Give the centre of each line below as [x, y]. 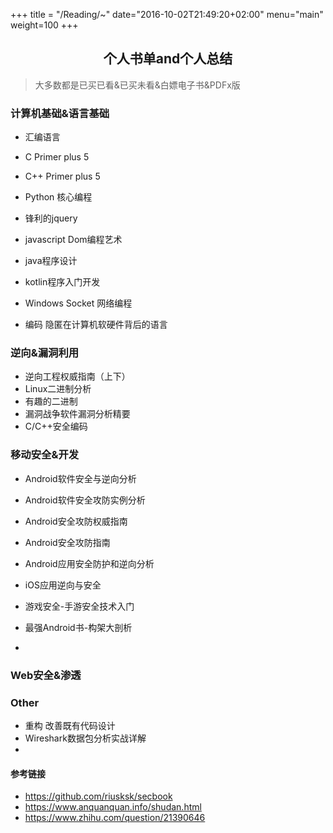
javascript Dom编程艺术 [73, 240]
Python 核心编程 [58, 197]
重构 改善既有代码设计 [70, 725]
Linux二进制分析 [58, 389]
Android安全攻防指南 [67, 542]
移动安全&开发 [45, 455]
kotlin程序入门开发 [62, 282]
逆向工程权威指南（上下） [77, 376]
